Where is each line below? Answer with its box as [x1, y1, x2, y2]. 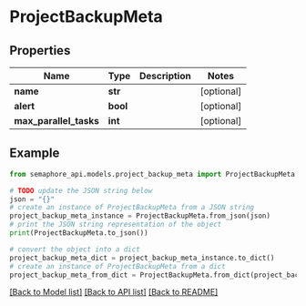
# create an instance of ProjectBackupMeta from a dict [9, 261, 226, 270]
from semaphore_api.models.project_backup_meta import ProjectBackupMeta [9, 169, 296, 178]
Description [139, 70, 191, 82]
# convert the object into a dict [9, 244, 141, 254]
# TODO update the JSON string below [9, 186, 153, 195]
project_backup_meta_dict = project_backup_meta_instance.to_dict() [9, 253, 275, 262]
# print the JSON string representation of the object [9, 220, 222, 229]
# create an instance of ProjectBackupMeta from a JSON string [9, 203, 255, 212]
